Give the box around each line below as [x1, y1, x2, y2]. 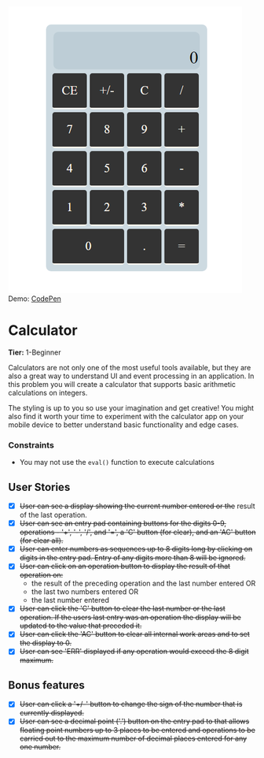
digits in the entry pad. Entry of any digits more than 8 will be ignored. [19, 553, 246, 563]
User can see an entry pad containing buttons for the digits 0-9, [19, 518, 226, 528]
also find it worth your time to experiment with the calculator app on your [8, 411, 244, 421]
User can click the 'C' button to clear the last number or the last [19, 604, 225, 613]
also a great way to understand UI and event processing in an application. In [8, 371, 255, 381]
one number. [19, 742, 61, 752]
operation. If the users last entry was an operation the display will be [19, 613, 241, 622]
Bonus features [8, 678, 85, 692]
